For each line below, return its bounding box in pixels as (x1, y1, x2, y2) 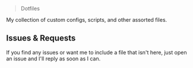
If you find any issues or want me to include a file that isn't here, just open (6, 49, 187, 56)
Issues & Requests (6, 33, 76, 43)
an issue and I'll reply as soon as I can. (6, 55, 101, 62)
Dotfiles (20, 5, 40, 12)
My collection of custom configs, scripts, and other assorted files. (6, 16, 167, 23)
